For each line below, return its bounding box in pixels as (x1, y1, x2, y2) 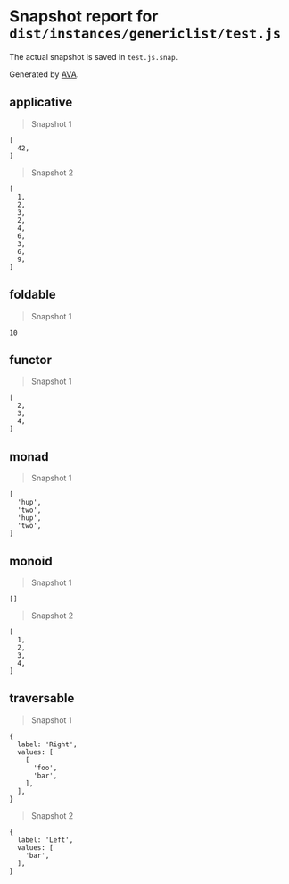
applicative (9, 95, 73, 110)
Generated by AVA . (9, 69, 79, 80)
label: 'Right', (17, 740, 78, 749)
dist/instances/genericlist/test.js (9, 25, 282, 42)
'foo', (32, 763, 58, 772)
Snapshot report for (9, 6, 159, 27)
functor (9, 352, 52, 368)
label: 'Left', (17, 835, 74, 845)
